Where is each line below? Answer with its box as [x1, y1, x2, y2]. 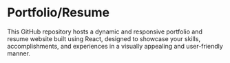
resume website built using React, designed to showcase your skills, [7, 34, 201, 42]
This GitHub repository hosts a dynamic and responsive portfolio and [7, 27, 203, 36]
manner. [7, 49, 31, 58]
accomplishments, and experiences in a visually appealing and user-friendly [7, 42, 224, 50]
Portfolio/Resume [7, 5, 110, 21]
